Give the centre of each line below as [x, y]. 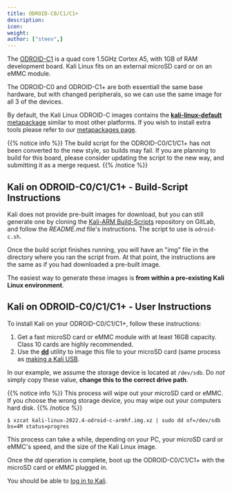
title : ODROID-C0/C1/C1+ [43, 13]
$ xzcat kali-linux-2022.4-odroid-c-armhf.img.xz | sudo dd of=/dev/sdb [114, 420]
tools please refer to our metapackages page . [72, 130]
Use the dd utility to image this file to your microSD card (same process [119, 351]
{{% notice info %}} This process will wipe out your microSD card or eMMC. [115, 393]
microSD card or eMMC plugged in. [58, 467]
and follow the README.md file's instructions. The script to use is [100, 229]
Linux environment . [36, 285]
